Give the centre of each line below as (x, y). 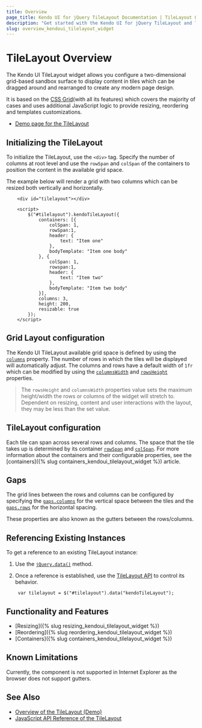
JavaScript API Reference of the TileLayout (68, 718)
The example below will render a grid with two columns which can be (92, 181)
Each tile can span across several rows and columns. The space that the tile (100, 442)
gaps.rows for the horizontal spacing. (52, 508)
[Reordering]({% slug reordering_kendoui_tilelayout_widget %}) (93, 632)
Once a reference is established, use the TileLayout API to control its (100, 576)
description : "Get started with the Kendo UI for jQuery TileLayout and (99, 23)
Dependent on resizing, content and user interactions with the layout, (106, 402)
